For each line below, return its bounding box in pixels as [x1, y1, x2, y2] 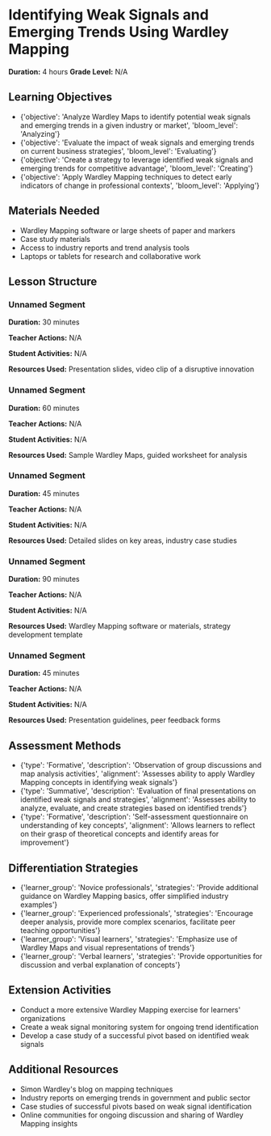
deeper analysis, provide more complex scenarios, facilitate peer [19, 917, 236, 927]
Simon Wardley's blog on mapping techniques [19, 1084, 173, 1094]
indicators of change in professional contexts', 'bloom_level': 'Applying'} [19, 180, 261, 190]
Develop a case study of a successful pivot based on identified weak [19, 1030, 249, 1041]
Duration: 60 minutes [8, 403, 80, 413]
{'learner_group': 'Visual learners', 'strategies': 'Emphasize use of [19, 935, 238, 944]
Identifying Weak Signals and [8, 6, 210, 24]
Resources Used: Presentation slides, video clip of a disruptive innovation [8, 364, 255, 374]
